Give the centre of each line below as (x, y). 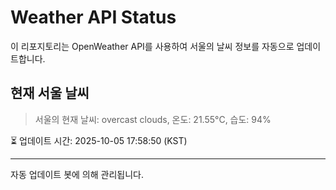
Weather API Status (93, 17)
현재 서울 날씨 (50, 93)
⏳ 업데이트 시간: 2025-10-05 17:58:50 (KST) (99, 140)
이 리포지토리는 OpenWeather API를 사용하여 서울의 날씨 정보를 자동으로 (152, 46)
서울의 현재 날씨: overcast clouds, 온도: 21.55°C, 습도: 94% (153, 119)
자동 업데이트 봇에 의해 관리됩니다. (77, 174)
